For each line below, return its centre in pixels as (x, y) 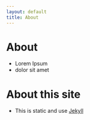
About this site (43, 94)
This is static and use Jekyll (49, 111)
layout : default (26, 12)
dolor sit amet (32, 70)
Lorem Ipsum (31, 64)
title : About (22, 17)
